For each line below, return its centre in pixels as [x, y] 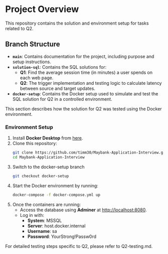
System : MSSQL [45, 220]
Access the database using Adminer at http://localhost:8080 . [83, 210]
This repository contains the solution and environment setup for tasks [77, 23]
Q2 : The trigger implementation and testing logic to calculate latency [91, 83]
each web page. [37, 78]
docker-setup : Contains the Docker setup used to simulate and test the [85, 93]
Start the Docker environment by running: [55, 185]
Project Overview [42, 9]
